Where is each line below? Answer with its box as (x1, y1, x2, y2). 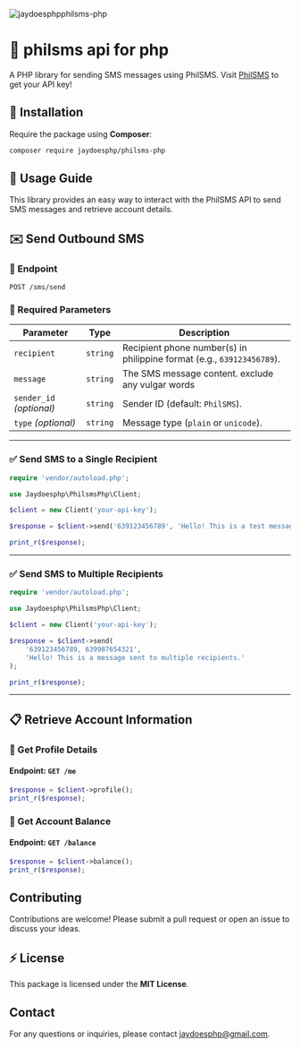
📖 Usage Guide (9, 171, 94, 186)
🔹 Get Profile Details (9, 743, 98, 756)
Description (179, 327, 230, 339)
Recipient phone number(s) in (121, 341, 247, 354)
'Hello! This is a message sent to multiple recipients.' (25, 653, 246, 662)
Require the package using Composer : (9, 128, 153, 139)
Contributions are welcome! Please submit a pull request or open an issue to (9, 914, 290, 924)
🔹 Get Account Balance (9, 815, 112, 828)
